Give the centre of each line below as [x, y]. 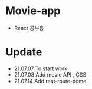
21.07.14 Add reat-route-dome [50, 81]
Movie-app [33, 11]
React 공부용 [29, 28]
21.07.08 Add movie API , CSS [50, 74]
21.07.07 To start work [41, 68]
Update [24, 52]
